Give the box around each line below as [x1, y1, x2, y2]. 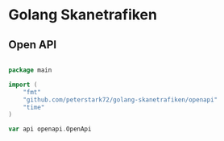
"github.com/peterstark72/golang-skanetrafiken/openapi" [23, 95, 218, 104]
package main [8, 66, 52, 74]
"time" [23, 103, 45, 111]
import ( [8, 81, 38, 89]
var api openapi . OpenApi [8, 125, 92, 134]
